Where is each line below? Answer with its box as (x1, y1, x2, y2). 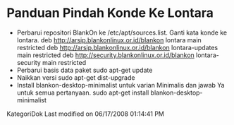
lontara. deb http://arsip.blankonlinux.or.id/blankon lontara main (16, 35, 202, 44)
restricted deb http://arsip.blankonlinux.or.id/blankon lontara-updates (16, 43, 218, 52)
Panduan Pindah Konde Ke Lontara (6, 5, 214, 21)
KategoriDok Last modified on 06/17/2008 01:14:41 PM (6, 109, 165, 118)
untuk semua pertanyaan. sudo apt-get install (16, 88, 149, 97)
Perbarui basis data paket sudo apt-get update (16, 66, 153, 74)
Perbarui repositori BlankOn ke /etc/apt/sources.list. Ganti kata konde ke (16, 28, 227, 37)
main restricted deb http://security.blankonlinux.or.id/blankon (16, 51, 195, 59)
